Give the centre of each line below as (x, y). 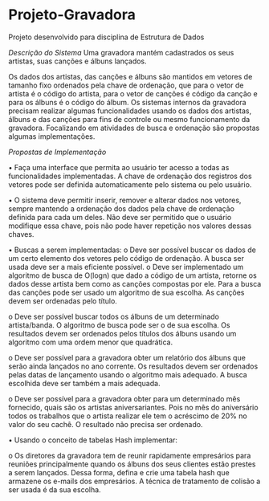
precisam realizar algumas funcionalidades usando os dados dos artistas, (130, 111)
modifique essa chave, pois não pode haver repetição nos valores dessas (130, 226)
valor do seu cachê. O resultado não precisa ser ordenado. (106, 424)
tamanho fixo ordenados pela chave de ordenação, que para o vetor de (126, 85)
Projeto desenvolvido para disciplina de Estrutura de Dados (106, 37)
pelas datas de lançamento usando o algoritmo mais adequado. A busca (128, 374)
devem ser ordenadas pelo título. (63, 301)
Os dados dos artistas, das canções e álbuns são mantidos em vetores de (130, 76)
